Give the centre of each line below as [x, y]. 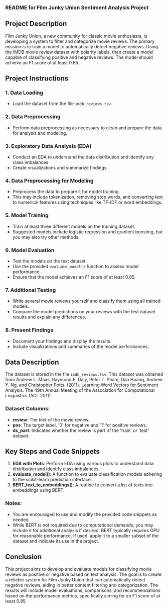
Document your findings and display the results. [62, 341]
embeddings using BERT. [38, 490]
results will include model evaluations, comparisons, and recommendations [83, 590]
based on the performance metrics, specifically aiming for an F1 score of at [83, 595]
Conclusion [24, 557]
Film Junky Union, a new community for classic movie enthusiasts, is [76, 36]
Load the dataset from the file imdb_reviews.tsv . [62, 104]
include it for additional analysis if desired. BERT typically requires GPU [86, 530]
